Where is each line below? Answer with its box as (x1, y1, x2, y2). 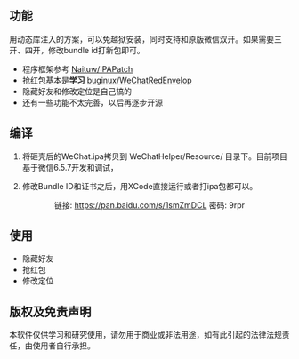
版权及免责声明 (9, 304, 92, 319)
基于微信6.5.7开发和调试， (21, 162, 118, 172)
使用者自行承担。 (32, 340, 95, 351)
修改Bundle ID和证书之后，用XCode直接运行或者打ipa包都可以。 (21, 180, 258, 191)
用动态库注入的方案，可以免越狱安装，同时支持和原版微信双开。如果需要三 (9, 34, 282, 44)
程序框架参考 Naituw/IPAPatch (21, 63, 133, 74)
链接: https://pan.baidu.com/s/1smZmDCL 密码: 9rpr (54, 199, 245, 211)
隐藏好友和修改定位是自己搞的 (21, 85, 132, 96)
